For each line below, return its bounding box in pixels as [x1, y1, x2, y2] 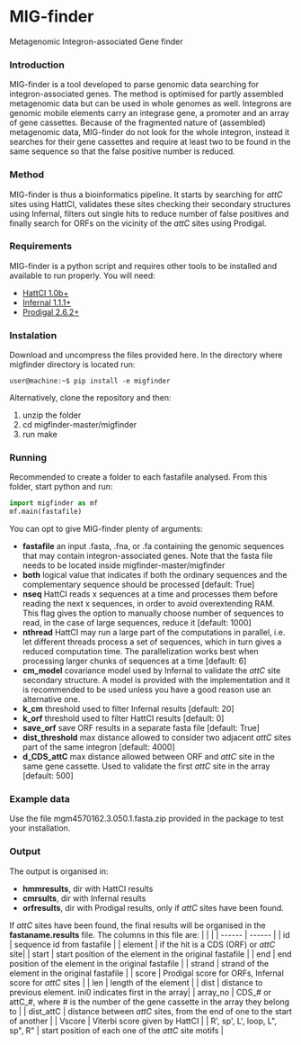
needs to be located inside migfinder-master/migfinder [22, 560, 226, 571]
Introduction [9, 59, 65, 71]
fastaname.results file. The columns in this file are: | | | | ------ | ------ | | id [9, 929, 290, 940]
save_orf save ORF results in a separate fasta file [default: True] [22, 723, 261, 734]
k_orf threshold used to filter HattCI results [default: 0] [22, 713, 225, 724]
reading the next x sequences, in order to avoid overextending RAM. [22, 599, 276, 609]
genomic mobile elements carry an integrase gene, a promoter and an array [9, 108, 289, 119]
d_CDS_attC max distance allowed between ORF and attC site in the [22, 752, 276, 762]
